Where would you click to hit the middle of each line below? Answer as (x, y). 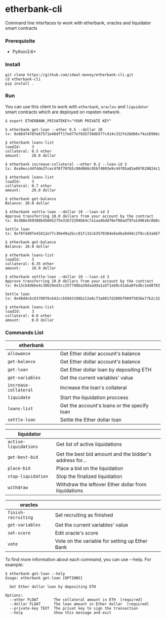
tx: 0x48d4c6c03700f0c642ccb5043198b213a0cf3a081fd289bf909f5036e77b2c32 (83, 298)
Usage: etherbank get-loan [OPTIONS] (44, 578)
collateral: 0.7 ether (28, 186)
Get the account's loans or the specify (104, 406)
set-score (19, 533)
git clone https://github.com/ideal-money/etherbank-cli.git (69, 75)
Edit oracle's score (77, 533)
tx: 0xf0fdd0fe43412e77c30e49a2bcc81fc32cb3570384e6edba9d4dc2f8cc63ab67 (83, 234)
